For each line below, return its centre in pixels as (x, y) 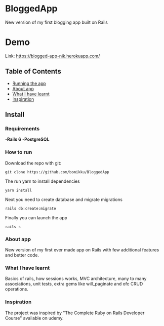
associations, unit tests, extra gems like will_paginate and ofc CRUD (74, 284)
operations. (17, 289)
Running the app (29, 83)
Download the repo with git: (33, 163)
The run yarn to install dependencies (42, 181)
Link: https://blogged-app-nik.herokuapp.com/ (53, 56)
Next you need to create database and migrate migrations (64, 199)
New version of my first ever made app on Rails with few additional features (82, 249)
